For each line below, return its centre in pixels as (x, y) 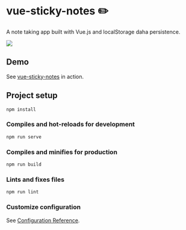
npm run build (24, 165)
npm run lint (23, 192)
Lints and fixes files (36, 179)
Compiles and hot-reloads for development (71, 125)
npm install (21, 109)
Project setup (32, 95)
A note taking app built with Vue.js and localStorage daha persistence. (93, 32)
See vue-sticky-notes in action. (45, 76)
